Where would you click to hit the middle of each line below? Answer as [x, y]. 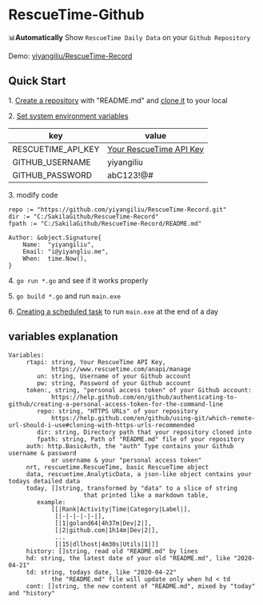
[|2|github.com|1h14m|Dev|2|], [107, 530]
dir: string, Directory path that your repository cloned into [144, 432]
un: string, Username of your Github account [114, 376]
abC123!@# [130, 175]
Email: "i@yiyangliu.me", [66, 251]
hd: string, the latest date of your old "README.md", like [128, 558]
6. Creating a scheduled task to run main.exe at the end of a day [113, 311]
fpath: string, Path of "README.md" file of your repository [141, 439]
